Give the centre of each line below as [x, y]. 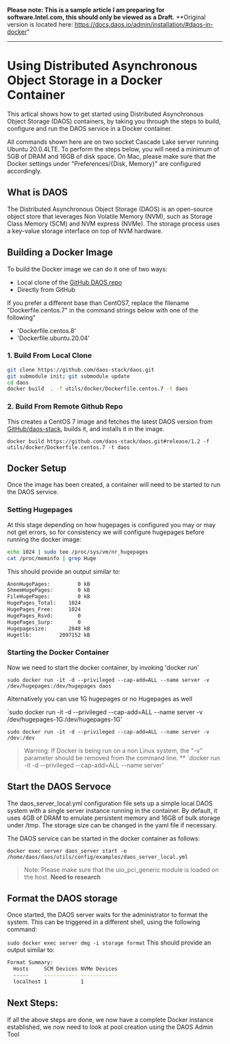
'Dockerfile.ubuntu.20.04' [53, 338]
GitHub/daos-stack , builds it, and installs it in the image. [86, 428]
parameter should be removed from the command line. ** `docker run [122, 757]
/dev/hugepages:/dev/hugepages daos [59, 686]
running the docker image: [44, 539]
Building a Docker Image [60, 253]
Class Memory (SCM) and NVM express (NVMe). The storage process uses [114, 223]
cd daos [18, 383]
